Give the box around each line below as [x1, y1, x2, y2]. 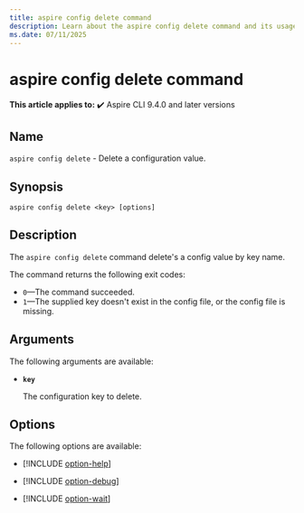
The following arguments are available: [9, 356, 154, 367]
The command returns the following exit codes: [9, 268, 185, 280]
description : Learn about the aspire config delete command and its [9, 22, 273, 31]
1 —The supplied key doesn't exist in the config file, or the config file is [22, 295, 286, 307]
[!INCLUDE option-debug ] [22, 476, 119, 487]
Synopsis [9, 179, 63, 194]
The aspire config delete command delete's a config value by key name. [9, 251, 286, 262]
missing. [22, 305, 54, 316]
